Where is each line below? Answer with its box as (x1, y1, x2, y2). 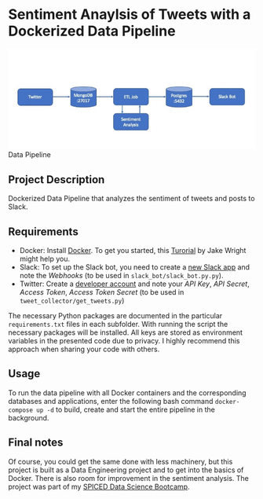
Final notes (8, 436, 64, 449)
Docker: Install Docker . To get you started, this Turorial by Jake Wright (19, 245, 247, 255)
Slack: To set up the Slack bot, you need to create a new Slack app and (19, 262, 250, 272)
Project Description (8, 173, 105, 186)
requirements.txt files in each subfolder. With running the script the (8, 319, 228, 328)
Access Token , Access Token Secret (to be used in (19, 287, 184, 296)
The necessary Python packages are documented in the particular (8, 310, 223, 320)
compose (8, 406, 34, 414)
